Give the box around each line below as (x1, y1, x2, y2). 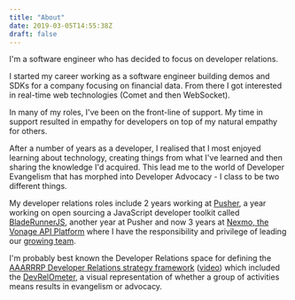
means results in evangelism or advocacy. (9, 281, 162, 292)
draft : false (9, 29, 58, 38)
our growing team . (9, 236, 77, 247)
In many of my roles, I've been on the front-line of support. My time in (9, 107, 264, 118)
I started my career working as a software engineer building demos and (9, 71, 270, 82)
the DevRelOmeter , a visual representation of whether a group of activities (9, 272, 280, 282)
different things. (9, 181, 68, 192)
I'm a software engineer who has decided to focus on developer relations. (9, 54, 279, 65)
